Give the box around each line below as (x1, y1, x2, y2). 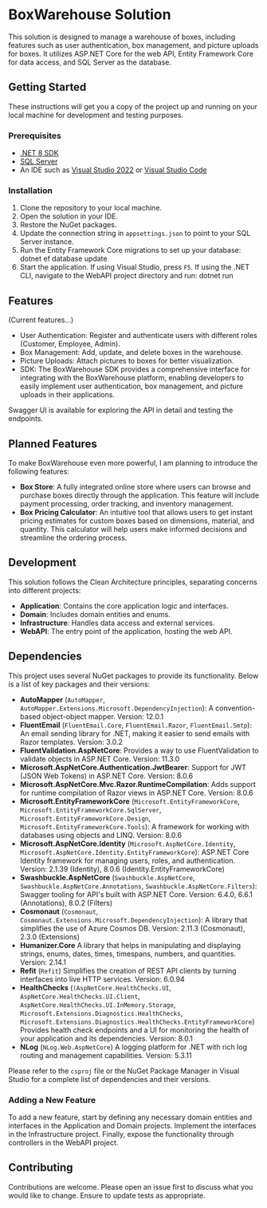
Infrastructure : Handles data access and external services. (19, 618, 215, 628)
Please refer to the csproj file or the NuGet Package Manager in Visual (8, 1066, 240, 1076)
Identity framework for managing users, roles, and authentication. (19, 856, 236, 865)
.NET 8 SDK (19, 148, 59, 158)
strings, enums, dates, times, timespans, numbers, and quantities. (19, 949, 237, 958)
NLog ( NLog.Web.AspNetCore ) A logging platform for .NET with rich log (19, 1042, 247, 1052)
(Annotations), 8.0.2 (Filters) (19, 898, 113, 907)
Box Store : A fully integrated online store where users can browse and (19, 482, 251, 491)
